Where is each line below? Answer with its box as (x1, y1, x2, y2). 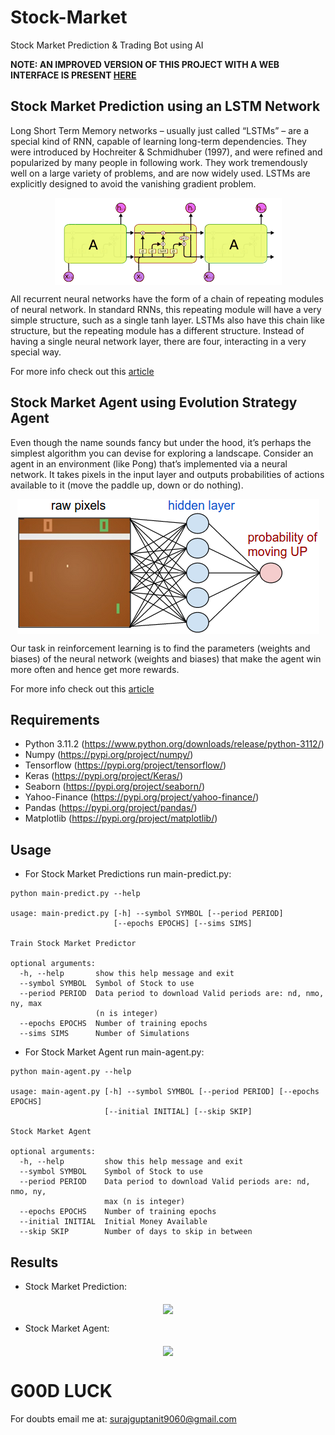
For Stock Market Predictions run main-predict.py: (24, 868, 232, 880)
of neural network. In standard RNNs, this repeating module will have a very (10, 303, 322, 315)
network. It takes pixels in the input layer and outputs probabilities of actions (10, 468, 325, 480)
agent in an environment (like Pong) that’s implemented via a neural (10, 457, 288, 470)
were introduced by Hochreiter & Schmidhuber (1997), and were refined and (10, 146, 323, 158)
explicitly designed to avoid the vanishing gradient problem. (10, 177, 257, 190)
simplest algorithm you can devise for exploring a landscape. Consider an (10, 447, 314, 459)
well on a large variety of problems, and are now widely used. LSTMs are (10, 167, 311, 179)
